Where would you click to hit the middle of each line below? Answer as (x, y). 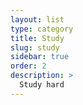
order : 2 (28, 66)
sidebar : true (40, 57)
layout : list (37, 19)
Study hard (42, 85)
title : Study (37, 38)
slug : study (35, 47)
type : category (42, 29)
